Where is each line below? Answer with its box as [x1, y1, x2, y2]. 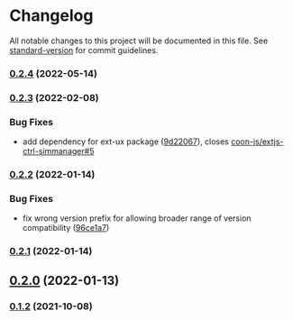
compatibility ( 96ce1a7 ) [22, 223, 110, 233]
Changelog [9, 5, 94, 26]
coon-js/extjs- [231, 136, 284, 147]
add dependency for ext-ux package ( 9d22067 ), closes [22, 136, 230, 147]
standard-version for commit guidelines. [9, 44, 159, 55]
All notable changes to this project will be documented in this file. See [9, 35, 269, 46]
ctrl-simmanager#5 [22, 146, 95, 157]
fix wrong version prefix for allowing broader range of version [22, 213, 252, 224]
